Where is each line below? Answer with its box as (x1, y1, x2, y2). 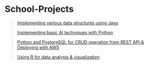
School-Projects (5, 3, 74, 15)
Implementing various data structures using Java (17, 20, 118, 26)
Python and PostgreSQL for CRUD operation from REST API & (17, 39, 144, 45)
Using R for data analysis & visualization (17, 54, 100, 60)
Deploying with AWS (17, 44, 60, 50)
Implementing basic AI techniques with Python (17, 29, 113, 35)
